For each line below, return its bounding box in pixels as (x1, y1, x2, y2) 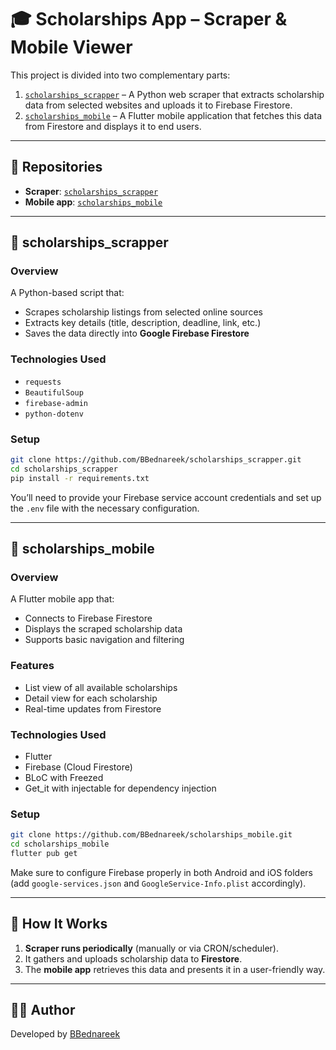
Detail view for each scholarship (24, 692, 158, 704)
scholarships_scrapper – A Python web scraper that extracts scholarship (24, 88, 325, 100)
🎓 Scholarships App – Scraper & (10, 8, 288, 31)
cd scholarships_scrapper (10, 464, 118, 474)
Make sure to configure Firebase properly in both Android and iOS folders (10, 866, 314, 878)
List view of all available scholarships (24, 681, 178, 693)
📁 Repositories (10, 159, 103, 176)
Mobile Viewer (10, 36, 133, 59)
